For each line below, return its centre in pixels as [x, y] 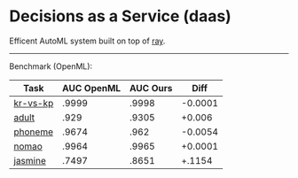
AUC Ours [151, 88]
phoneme [33, 132]
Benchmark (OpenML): [51, 66]
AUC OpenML [91, 88]
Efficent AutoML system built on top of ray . [87, 41]
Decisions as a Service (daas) [121, 16]
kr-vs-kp [34, 103]
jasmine [30, 160]
